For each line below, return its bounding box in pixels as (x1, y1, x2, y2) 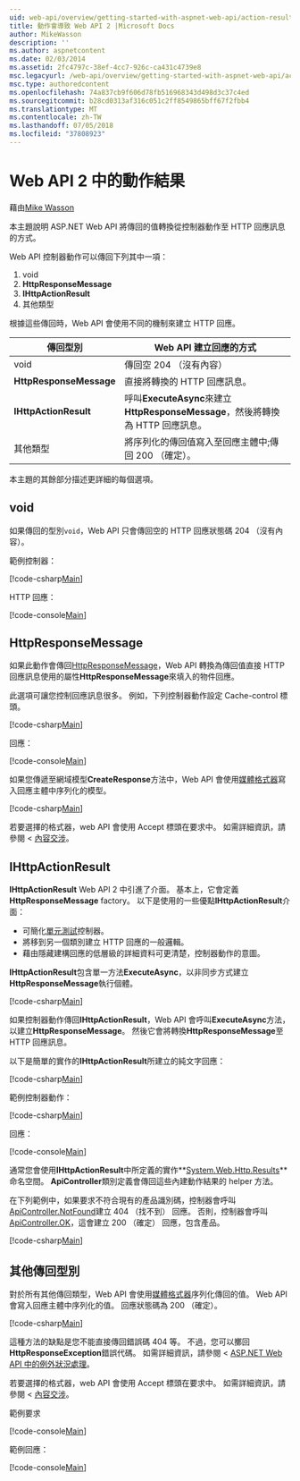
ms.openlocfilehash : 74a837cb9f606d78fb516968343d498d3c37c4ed (9, 88, 250, 97)
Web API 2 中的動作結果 (9, 171, 186, 191)
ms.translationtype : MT (9, 105, 98, 114)
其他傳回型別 (9, 1263, 80, 1279)
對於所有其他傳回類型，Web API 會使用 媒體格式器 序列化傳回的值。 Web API (9, 1289, 288, 1299)
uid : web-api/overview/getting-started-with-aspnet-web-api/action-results (9, 13, 297, 22)
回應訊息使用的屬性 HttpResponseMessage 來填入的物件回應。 (9, 672, 239, 682)
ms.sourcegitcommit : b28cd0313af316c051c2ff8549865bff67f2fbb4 (9, 96, 250, 106)
